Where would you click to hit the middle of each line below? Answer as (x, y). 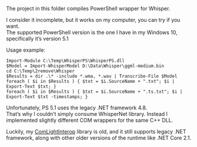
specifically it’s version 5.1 (37, 39)
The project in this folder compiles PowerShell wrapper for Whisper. (88, 9)
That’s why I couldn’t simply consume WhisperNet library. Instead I (87, 114)
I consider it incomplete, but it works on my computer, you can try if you (93, 20)
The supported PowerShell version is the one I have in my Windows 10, (92, 32)
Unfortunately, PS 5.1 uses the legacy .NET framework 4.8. (77, 108)
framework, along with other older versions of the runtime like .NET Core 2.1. (99, 138)
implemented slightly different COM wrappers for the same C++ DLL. (90, 120)
